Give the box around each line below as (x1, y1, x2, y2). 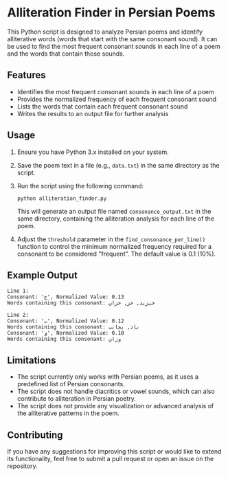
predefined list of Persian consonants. (16, 380, 125, 388)
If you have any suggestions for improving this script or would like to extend (7, 447, 222, 455)
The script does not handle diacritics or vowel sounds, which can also (16, 387, 215, 396)
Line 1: (7, 287, 30, 295)
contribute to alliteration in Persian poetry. (16, 395, 136, 403)
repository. (7, 462, 38, 470)
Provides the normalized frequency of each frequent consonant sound (16, 95, 216, 103)
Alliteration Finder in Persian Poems (7, 5, 216, 21)
